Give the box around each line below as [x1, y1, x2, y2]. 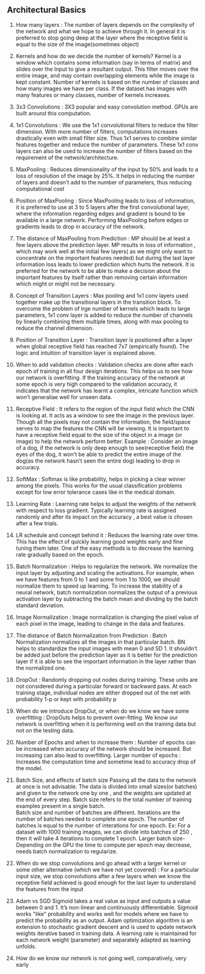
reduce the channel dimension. [15, 324, 94, 331]
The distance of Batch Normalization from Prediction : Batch [15, 632, 167, 639]
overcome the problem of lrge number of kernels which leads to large [15, 305, 191, 312]
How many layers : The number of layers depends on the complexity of [15, 21, 195, 28]
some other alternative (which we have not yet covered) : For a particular [15, 866, 200, 873]
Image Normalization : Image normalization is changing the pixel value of [15, 613, 199, 621]
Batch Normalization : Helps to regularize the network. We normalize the [15, 563, 198, 570]
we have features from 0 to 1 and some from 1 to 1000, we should [15, 575, 180, 583]
